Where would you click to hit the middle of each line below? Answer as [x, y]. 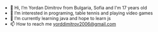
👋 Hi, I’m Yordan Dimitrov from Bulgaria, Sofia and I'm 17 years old [78, 8]
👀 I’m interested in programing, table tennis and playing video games [81, 13]
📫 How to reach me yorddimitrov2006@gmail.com [63, 24]
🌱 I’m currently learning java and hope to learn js [60, 18]
